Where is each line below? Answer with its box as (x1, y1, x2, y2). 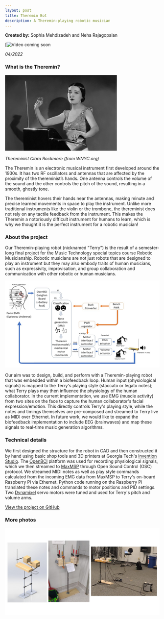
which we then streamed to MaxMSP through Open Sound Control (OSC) (5, 463, 152, 469)
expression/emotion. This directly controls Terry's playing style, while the (5, 403, 153, 409)
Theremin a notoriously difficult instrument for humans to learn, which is (5, 216, 151, 222)
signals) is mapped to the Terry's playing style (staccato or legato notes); (5, 383, 153, 389)
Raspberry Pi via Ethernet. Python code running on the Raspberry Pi (5, 479, 142, 485)
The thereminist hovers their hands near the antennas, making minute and (5, 195, 154, 201)
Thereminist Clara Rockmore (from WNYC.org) (5, 155, 99, 161)
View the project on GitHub (5, 504, 60, 510)
